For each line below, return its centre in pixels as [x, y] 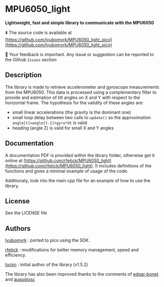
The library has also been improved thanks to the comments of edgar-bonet [82, 274]
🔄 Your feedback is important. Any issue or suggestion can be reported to [80, 54]
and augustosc [20, 280]
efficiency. [16, 255]
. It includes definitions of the [122, 165]
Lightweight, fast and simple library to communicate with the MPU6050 [80, 23]
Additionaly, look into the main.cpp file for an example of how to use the [78, 180]
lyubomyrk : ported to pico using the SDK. [47, 240]
